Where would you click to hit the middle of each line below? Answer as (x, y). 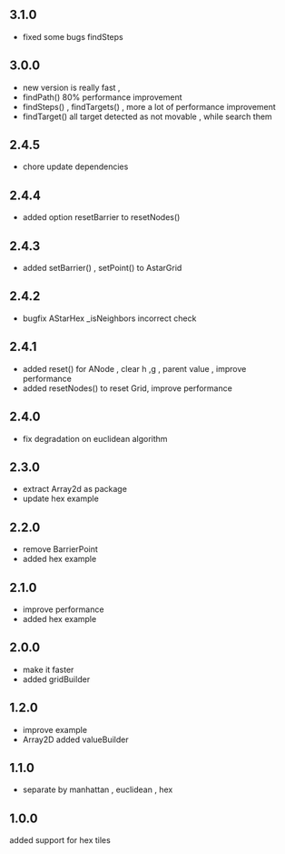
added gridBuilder (56, 679)
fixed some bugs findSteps (73, 36)
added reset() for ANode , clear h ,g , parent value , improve (134, 368)
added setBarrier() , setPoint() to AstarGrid (102, 268)
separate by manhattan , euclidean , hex (98, 789)
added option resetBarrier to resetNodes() (101, 217)
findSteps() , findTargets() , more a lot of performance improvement (149, 106)
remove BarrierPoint (60, 549)
